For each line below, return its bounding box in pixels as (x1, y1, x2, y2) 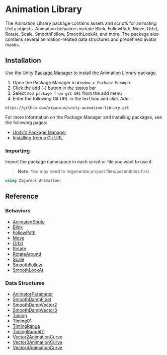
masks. (5, 41, 20, 47)
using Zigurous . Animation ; (5, 178, 62, 184)
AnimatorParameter (12, 291, 53, 297)
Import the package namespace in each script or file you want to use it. (5, 159, 153, 165)
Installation (5, 56, 41, 65)
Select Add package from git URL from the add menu (12, 90, 122, 96)
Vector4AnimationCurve (12, 344, 63, 350)
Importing (5, 147, 30, 154)
